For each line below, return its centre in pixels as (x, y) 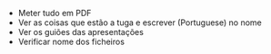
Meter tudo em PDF (55, 13)
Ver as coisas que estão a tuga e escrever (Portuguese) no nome (140, 22)
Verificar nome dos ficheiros (71, 41)
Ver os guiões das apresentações (80, 32)
